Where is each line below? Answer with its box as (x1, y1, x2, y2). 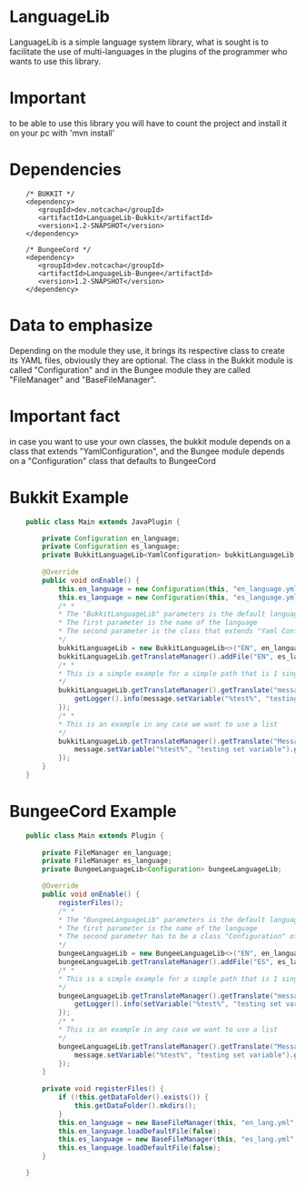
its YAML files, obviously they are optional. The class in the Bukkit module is (9, 355, 293, 366)
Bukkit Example (9, 487, 129, 508)
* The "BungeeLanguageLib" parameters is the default (57, 915, 266, 924)
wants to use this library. (9, 55, 102, 66)
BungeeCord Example (9, 801, 177, 822)
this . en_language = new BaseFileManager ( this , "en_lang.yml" (57, 1118, 295, 1127)
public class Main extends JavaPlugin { (25, 517, 181, 527)
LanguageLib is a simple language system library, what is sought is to (9, 36, 270, 47)
